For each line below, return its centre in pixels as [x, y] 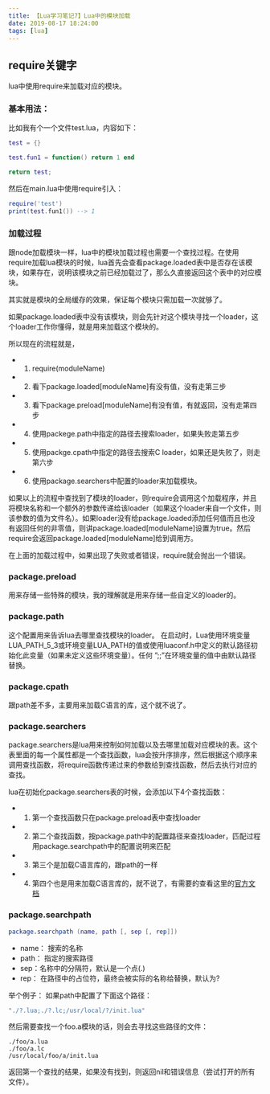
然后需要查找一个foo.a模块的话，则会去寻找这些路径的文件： [108, 1026]
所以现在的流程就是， [43, 344]
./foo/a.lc [27, 1049]
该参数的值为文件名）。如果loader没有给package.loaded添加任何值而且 [125, 518]
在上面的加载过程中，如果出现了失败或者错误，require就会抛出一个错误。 [129, 555]
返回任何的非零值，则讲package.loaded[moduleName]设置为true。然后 [133, 528]
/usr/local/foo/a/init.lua [53, 1056]
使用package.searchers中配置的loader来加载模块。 [117, 481]
